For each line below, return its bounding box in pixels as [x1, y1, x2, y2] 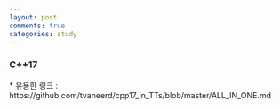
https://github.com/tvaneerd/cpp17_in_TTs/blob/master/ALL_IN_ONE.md [9, 90, 271, 100]
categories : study [9, 29, 77, 38]
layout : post [9, 12, 58, 22]
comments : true [9, 21, 66, 30]
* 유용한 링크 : [9, 80, 59, 90]
